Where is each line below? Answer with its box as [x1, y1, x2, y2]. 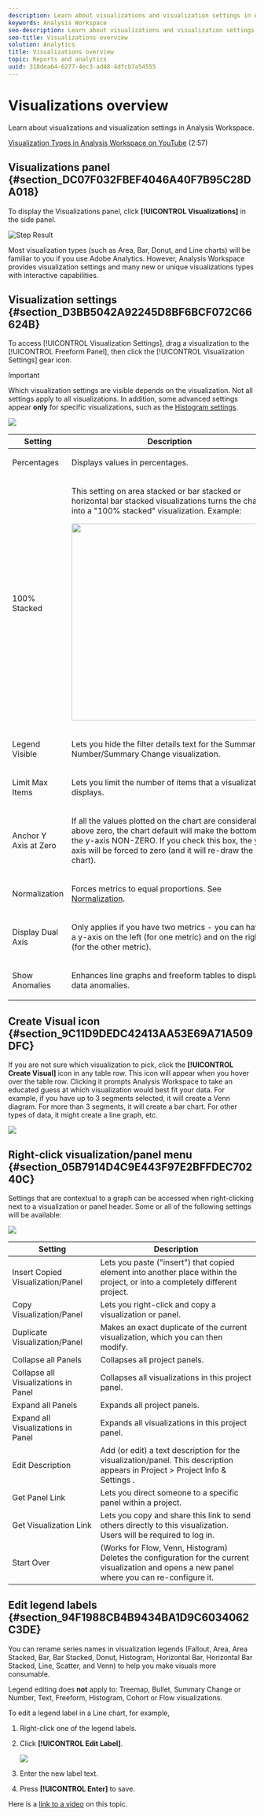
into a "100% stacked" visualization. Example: [71, 506, 242, 517]
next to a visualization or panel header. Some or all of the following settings [8, 1202, 251, 1211]
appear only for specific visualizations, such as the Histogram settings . [8, 402, 238, 412]
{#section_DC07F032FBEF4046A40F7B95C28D [8, 173, 251, 187]
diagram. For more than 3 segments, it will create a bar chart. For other [8, 1102, 238, 1111]
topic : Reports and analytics [8, 56, 108, 64]
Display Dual [12, 927, 59, 938]
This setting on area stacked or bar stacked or [71, 486, 241, 497]
